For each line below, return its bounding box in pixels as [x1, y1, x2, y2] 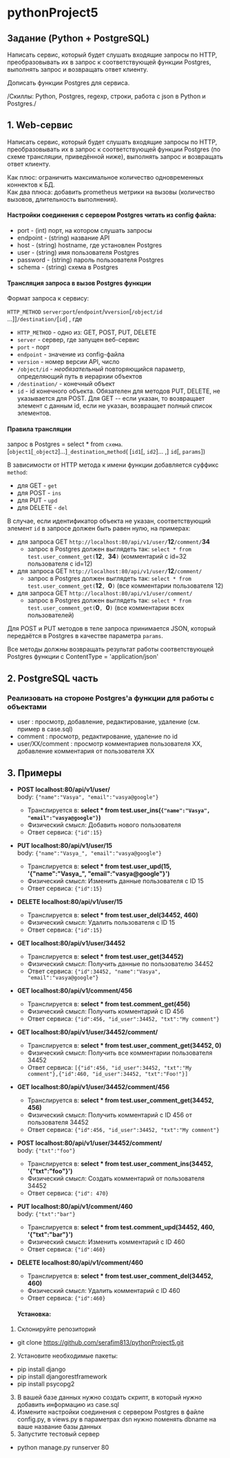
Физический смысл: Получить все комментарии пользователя [27, 1048, 213, 1057]
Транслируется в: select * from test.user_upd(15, [27, 862, 172, 870]
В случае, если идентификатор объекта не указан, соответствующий [7, 517, 211, 526]
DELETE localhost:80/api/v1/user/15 [17, 897, 123, 905]
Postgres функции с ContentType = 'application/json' [7, 653, 159, 661]
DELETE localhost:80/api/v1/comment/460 [17, 1258, 143, 1267]
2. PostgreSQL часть [7, 672, 98, 684]
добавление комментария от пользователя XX [17, 747, 155, 756]
